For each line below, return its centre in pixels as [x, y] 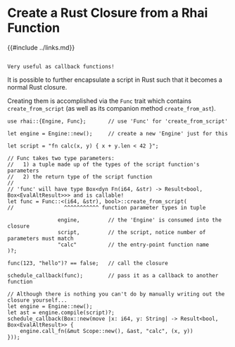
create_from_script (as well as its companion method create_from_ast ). [112, 108]
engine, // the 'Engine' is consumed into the [139, 220]
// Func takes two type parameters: [61, 158]
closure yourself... [38, 300]
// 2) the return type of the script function [80, 177]
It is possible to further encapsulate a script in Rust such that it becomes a [115, 80]
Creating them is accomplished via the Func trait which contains [100, 101]
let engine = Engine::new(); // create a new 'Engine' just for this [118, 133]
